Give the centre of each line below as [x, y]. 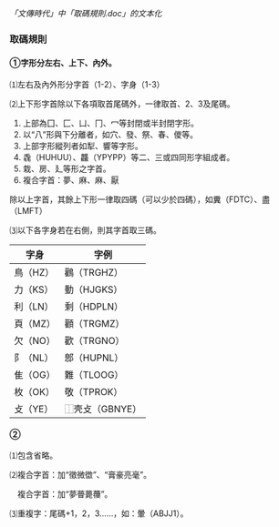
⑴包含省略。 [33, 456]
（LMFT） [28, 211]
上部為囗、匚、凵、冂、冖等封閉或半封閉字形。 [110, 123]
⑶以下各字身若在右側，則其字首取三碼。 [85, 230]
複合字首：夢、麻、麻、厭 [71, 180]
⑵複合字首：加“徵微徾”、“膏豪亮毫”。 [81, 475]
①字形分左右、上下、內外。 [63, 63]
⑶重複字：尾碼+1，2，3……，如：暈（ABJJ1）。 [99, 513]
